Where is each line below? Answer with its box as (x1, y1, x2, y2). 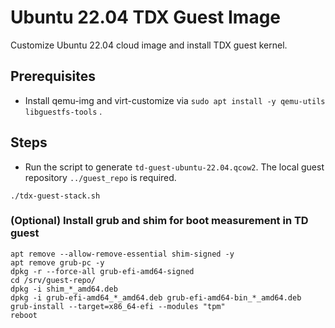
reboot (10, 310, 38, 320)
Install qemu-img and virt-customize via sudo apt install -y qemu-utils (24, 94, 326, 106)
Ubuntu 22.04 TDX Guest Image (10, 6, 282, 29)
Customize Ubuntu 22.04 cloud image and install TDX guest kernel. (10, 39, 288, 51)
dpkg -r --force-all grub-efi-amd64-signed (10, 266, 195, 276)
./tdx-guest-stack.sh (10, 191, 101, 201)
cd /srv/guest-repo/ (10, 275, 97, 285)
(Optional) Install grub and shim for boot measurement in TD (10, 214, 309, 228)
